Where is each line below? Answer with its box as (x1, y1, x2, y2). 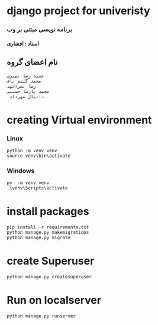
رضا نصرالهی (7, 83, 36, 89)
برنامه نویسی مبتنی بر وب (7, 25, 73, 34)
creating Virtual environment (7, 113, 152, 127)
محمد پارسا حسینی (7, 88, 50, 94)
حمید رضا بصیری (7, 73, 44, 79)
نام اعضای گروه (7, 57, 58, 67)
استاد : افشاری (7, 40, 39, 47)
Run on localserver (7, 294, 102, 307)
